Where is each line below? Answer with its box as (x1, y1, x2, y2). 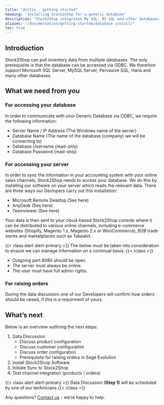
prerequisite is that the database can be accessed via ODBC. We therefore (5, 62, 156, 68)
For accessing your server (5, 161, 69, 168)
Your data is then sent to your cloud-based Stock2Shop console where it (5, 217, 152, 223)
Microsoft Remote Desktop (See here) (12, 197, 89, 203)
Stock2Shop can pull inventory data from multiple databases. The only (5, 57, 148, 63)
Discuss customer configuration (19, 344, 84, 350)
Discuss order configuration (19, 349, 76, 355)
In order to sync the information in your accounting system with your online (5, 172, 157, 178)
